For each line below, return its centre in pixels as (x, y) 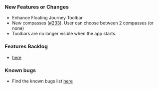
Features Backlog (26, 47)
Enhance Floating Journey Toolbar (47, 18)
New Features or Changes (37, 7)
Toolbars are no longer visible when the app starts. (64, 34)
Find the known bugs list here (42, 81)
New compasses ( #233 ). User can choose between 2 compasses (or (83, 23)
